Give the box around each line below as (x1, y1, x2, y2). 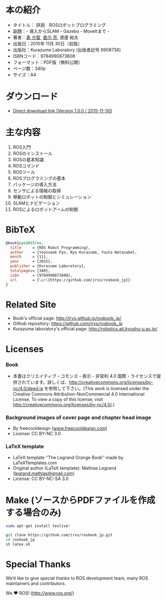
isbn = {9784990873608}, (10, 273, 73, 278)
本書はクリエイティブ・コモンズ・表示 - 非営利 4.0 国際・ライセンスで (12, 373, 157, 379)
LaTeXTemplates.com (12, 460, 57, 466)
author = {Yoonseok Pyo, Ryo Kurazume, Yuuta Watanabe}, (10, 250, 137, 255)
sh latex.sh (5, 542, 30, 547)
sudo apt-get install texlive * (5, 523, 71, 529)
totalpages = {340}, (10, 268, 51, 273)
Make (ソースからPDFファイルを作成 (5, 495, 156, 505)
